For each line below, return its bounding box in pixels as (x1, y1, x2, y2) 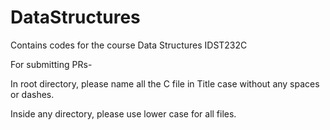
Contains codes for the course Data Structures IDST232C (10, 39, 248, 51)
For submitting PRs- (10, 58, 93, 70)
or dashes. (10, 88, 55, 100)
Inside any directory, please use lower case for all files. (10, 107, 237, 120)
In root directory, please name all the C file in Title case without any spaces (10, 77, 320, 90)
